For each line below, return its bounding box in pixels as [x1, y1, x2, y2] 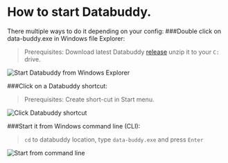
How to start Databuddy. [7, 4, 152, 20]
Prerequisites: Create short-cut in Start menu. [24, 95, 155, 104]
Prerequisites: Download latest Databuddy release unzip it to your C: [24, 48, 220, 56]
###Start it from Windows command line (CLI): [7, 122, 141, 130]
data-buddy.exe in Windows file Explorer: [7, 34, 125, 42]
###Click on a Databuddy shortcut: [7, 81, 107, 90]
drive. [24, 55, 41, 63]
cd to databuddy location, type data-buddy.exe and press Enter [24, 135, 204, 144]
